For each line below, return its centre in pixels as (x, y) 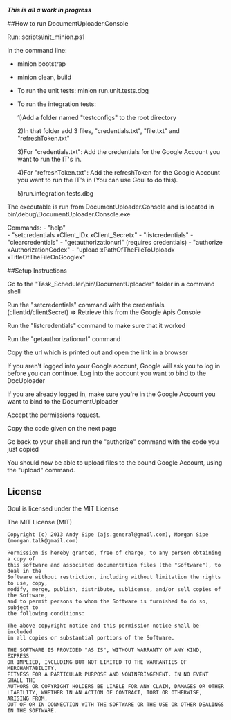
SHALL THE (21, 680)
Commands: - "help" (36, 228)
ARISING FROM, (28, 698)
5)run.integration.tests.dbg (55, 193)
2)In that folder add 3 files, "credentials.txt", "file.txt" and (98, 131)
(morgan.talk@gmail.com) (43, 540)
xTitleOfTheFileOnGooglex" (46, 257)
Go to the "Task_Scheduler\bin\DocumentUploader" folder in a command (111, 284)
